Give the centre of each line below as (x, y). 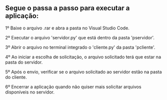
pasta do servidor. (24, 62)
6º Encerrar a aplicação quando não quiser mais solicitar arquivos (73, 87)
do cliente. (16, 77)
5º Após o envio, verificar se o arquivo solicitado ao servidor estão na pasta (83, 72)
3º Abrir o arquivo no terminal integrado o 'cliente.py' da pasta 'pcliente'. (80, 47)
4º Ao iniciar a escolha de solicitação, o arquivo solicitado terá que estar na (83, 57)
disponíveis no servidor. (30, 92)
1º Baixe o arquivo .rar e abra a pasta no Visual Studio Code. (67, 28)
